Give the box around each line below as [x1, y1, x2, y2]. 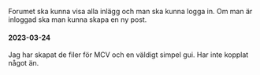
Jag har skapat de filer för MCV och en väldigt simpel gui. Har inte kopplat [8, 50, 249, 59]
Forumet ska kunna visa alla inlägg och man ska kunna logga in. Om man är [8, 7, 253, 16]
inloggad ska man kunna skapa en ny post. [8, 15, 147, 24]
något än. [8, 59, 39, 68]
